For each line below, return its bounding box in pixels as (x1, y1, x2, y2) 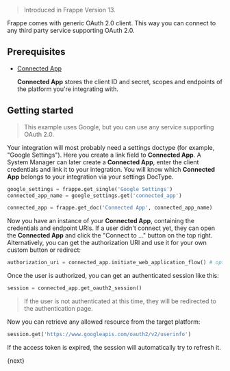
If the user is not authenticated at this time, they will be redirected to (23, 297, 217, 305)
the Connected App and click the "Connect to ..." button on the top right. (7, 231, 213, 240)
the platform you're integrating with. (16, 85, 118, 93)
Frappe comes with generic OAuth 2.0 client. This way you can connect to (7, 19, 216, 27)
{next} (7, 356, 25, 365)
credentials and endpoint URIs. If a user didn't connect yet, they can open (7, 224, 216, 232)
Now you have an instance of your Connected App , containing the (7, 217, 195, 225)
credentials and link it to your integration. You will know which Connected (7, 165, 216, 173)
